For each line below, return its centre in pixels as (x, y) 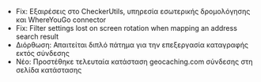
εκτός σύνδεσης (42, 53)
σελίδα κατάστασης (49, 70)
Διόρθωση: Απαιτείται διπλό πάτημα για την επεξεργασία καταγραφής (132, 45)
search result (37, 36)
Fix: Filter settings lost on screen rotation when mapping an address (126, 28)
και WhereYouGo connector (61, 20)
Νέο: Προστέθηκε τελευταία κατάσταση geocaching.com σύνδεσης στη (134, 61)
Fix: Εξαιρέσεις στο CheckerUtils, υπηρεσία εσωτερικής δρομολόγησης (133, 11)
